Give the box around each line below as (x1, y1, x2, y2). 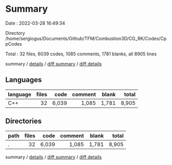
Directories (5, 117, 42, 126)
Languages (5, 75, 42, 85)
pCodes (5, 40, 22, 47)
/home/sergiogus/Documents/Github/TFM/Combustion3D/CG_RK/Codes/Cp (5, 35, 167, 42)
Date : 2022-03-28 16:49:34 (5, 20, 65, 26)
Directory (5, 30, 25, 36)
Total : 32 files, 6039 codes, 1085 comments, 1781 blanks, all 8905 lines (5, 51, 157, 57)
